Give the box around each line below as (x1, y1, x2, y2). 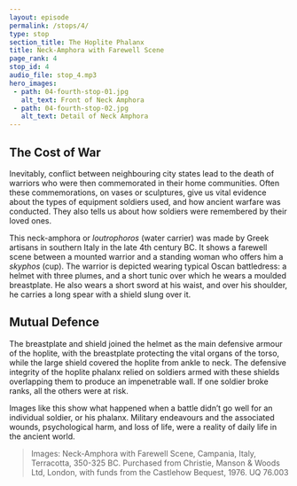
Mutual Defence (9, 315, 100, 330)
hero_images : (9, 79, 58, 88)
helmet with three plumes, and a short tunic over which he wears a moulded (9, 270, 286, 280)
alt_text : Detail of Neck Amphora (20, 112, 149, 121)
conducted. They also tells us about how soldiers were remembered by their (9, 206, 287, 216)
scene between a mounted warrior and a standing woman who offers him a (9, 251, 284, 262)
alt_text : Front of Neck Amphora (20, 95, 145, 105)
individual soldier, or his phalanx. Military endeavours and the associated (9, 412, 275, 422)
